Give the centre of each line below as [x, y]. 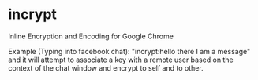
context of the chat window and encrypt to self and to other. [106, 67]
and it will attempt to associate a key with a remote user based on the [121, 60]
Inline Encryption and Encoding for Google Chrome [91, 36]
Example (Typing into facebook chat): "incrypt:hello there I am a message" [129, 51]
